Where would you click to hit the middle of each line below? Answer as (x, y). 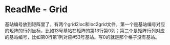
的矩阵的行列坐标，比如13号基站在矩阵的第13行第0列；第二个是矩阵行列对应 (85, 30)
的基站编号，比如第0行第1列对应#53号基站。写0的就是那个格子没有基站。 (82, 37)
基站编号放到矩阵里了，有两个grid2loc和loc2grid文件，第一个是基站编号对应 (85, 24)
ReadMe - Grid (36, 9)
